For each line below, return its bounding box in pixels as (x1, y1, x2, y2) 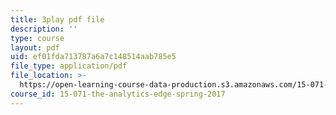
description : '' (10, 24, 78, 34)
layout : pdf (10, 42, 60, 53)
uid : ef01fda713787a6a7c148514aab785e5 (10, 52, 177, 62)
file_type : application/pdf (10, 61, 128, 71)
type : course (10, 33, 65, 43)
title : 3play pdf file (10, 14, 105, 25)
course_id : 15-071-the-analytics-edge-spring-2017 (10, 89, 226, 99)
